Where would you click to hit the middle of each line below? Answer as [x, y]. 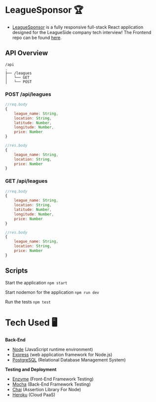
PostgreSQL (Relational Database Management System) [69, 360]
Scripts [17, 271]
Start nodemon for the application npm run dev [52, 292]
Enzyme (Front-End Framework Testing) [53, 379]
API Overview [27, 53]
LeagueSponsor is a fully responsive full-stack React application [78, 27]
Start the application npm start [36, 282]
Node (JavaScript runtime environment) [53, 349]
